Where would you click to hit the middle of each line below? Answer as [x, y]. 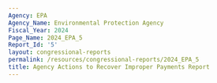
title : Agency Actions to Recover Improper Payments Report [109, 67]
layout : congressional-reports [60, 52]
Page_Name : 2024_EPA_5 [45, 38]
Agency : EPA [28, 15]
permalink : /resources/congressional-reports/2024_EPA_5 [104, 60]
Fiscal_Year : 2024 [38, 30]
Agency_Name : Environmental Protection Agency [86, 23]
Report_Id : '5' [33, 45]
